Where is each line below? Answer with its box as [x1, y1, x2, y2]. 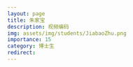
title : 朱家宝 [7, 17, 45, 24]
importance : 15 [7, 36, 52, 43]
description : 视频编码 [7, 23, 69, 30]
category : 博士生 [7, 43, 55, 50]
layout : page [7, 10, 45, 17]
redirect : [7, 50, 36, 57]
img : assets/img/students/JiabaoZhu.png [7, 29, 127, 37]
